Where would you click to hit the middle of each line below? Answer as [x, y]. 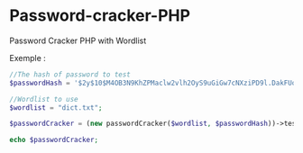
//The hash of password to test [70, 74]
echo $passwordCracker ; [54, 140]
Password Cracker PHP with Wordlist [78, 40]
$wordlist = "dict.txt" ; [56, 108]
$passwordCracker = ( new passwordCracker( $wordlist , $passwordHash [139, 124]
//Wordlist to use [44, 99]
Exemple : [28, 58]
